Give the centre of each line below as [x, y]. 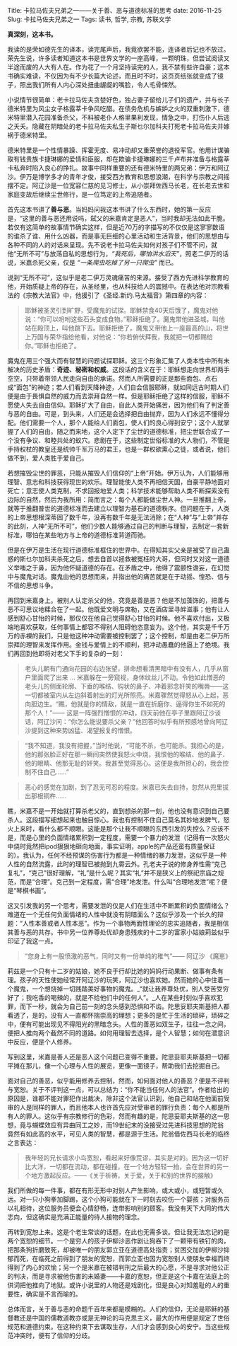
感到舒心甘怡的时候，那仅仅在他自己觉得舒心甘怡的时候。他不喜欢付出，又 [115, 618]
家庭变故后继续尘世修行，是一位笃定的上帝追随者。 [81, 194]
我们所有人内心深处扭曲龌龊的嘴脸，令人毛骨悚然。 [106, 85]
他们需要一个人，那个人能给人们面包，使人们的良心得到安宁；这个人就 [121, 422]
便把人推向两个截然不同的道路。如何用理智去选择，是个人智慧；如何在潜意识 [119, 1033]
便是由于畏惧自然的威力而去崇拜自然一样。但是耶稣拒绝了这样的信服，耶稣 [115, 396]
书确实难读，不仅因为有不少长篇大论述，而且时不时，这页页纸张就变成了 [112, 76]
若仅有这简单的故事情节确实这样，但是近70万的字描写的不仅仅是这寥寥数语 [116, 227]
